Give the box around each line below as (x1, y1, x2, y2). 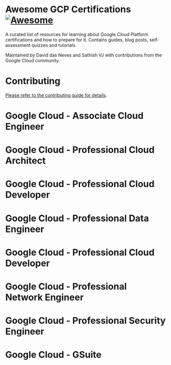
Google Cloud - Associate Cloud (5, 110, 144, 122)
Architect (5, 155, 46, 167)
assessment (5, 42, 31, 48)
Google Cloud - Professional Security (5, 315, 166, 327)
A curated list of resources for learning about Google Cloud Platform (5, 31, 149, 37)
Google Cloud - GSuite (5, 349, 102, 360)
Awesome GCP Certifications (5, 4, 131, 15)
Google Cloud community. (5, 57, 60, 63)
